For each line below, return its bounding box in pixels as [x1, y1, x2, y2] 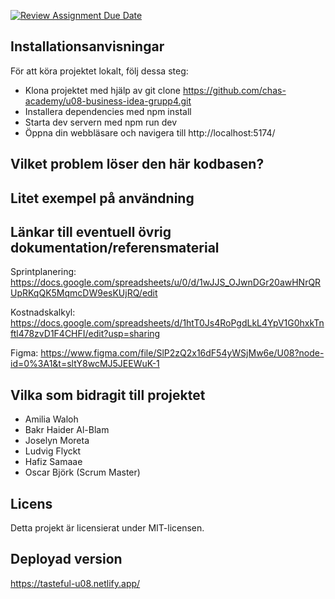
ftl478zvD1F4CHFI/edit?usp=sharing [10, 328, 161, 340]
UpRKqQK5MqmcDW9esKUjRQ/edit [10, 287, 158, 299]
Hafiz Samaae [24, 456, 83, 468]
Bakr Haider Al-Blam [24, 424, 110, 436]
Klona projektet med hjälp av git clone [24, 84, 181, 96]
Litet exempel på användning [10, 190, 195, 207]
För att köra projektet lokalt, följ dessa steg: [10, 65, 189, 77]
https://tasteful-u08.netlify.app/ [10, 577, 141, 589]
